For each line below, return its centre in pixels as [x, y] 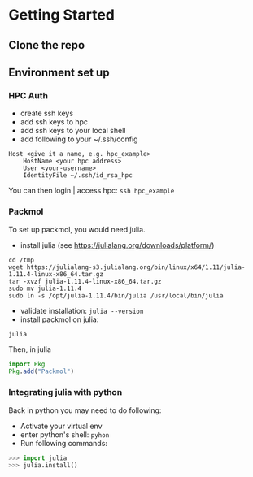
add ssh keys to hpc [54, 122]
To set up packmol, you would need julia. [77, 229]
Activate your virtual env [61, 426]
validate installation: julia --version [82, 310]
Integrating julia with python [65, 392]
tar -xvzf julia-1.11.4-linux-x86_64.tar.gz [85, 281]
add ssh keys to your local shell [73, 131]
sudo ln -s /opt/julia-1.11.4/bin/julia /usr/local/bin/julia [116, 295]
